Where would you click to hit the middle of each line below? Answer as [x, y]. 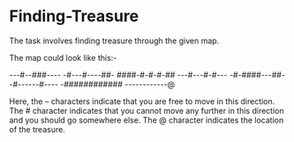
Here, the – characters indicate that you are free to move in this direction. [142, 101]
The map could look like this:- [63, 57]
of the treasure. [38, 129]
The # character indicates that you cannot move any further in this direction [147, 110]
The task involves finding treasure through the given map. [114, 41]
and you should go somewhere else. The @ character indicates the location [147, 120]
